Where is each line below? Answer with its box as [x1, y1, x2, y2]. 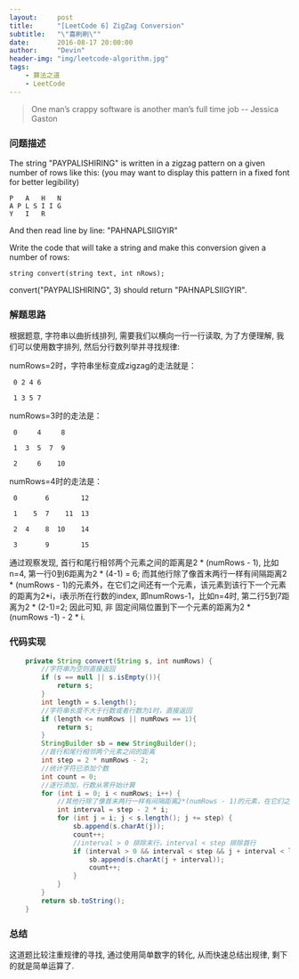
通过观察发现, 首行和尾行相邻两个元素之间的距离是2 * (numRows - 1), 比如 [9, 557, 279, 568]
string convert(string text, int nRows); [9, 269, 166, 278]
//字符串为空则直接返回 [41, 665, 116, 674]
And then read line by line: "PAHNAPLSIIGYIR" [9, 224, 178, 236]
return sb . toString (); [41, 896, 125, 905]
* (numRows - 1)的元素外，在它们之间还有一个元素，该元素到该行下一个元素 [9, 579, 287, 590]
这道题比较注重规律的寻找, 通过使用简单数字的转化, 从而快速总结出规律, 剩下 [9, 949, 287, 959]
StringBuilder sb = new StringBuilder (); [41, 740, 198, 748]
